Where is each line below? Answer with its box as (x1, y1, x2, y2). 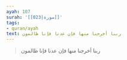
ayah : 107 (6, 8, 31, 15)
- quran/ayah (6, 25, 39, 31)
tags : (6, 20, 20, 26)
